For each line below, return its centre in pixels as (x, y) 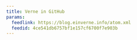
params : (16, 17)
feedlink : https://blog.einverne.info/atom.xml (71, 22)
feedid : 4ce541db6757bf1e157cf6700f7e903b (65, 28)
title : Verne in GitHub (36, 11)
